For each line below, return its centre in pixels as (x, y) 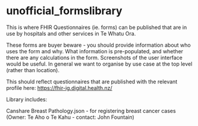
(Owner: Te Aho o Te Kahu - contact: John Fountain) (70, 117)
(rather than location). (33, 70)
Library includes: (27, 99)
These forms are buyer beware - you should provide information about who (99, 45)
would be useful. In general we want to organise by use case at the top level (99, 64)
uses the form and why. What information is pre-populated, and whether (95, 51)
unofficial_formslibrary (65, 11)
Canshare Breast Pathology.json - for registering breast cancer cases (91, 111)
